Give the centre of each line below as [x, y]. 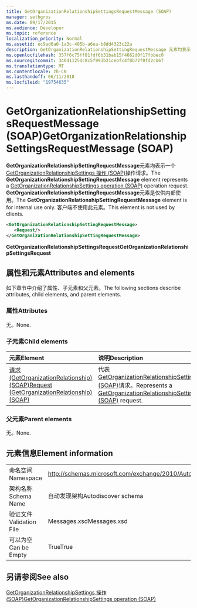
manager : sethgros [28, 17]
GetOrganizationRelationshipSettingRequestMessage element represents [97, 179]
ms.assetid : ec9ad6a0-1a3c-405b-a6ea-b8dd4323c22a [69, 45]
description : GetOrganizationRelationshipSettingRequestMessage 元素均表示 [98, 50]
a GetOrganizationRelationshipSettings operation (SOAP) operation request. [97, 186]
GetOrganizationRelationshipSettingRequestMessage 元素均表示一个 [91, 165]
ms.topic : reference [31, 33]
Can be [19, 548]
